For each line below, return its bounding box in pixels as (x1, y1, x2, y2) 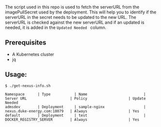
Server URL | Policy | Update (5, 96, 146, 101)
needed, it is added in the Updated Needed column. (5, 25, 106, 30)
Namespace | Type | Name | (5, 92, 146, 97)
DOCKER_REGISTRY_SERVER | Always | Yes (5, 117, 139, 122)
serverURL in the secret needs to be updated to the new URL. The (5, 14, 136, 20)
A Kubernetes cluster (12, 51, 55, 57)
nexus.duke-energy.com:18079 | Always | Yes (5, 109, 139, 113)
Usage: (5, 71, 28, 79)
